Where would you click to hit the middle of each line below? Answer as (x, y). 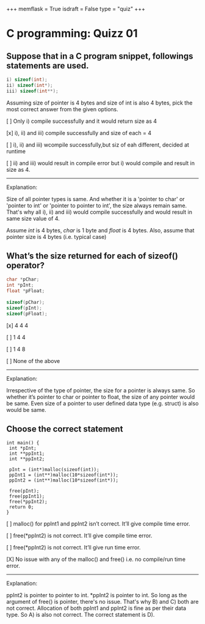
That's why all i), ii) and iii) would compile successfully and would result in (99, 212)
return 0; (21, 507)
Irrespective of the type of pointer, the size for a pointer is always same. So (101, 390)
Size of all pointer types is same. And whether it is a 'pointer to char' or (95, 199)
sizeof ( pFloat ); (27, 314)
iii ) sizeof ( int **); (33, 91)
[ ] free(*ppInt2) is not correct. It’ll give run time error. (74, 548)
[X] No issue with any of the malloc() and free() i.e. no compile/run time (96, 559)
